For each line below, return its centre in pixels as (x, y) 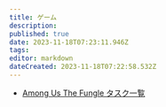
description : (33, 26)
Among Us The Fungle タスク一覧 (83, 93)
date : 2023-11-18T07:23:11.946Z (69, 42)
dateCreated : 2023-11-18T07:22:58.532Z (83, 67)
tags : (19, 50)
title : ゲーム (33, 17)
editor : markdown (41, 58)
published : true (39, 34)
